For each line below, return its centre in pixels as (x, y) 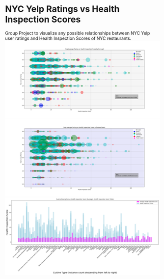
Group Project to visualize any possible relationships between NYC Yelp (78, 33)
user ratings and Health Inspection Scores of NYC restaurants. (68, 38)
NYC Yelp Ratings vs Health (62, 9)
